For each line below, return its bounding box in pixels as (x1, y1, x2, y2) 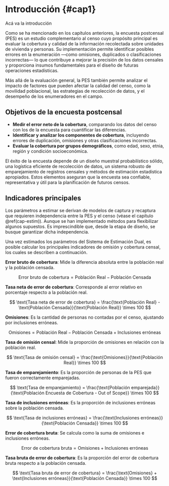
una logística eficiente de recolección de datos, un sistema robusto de (5, 163, 151, 169)
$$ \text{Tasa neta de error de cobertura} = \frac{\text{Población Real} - (9, 299, 160, 305)
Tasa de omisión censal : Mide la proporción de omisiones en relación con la (5, 339, 164, 345)
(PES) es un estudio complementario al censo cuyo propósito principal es (5, 35, 158, 41)
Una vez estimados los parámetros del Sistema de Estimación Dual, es (5, 238, 151, 245)
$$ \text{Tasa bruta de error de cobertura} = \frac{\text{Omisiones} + (12, 470, 157, 476)
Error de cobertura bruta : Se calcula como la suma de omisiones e (5, 430, 145, 436)
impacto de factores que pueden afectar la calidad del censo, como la (5, 82, 151, 89)
